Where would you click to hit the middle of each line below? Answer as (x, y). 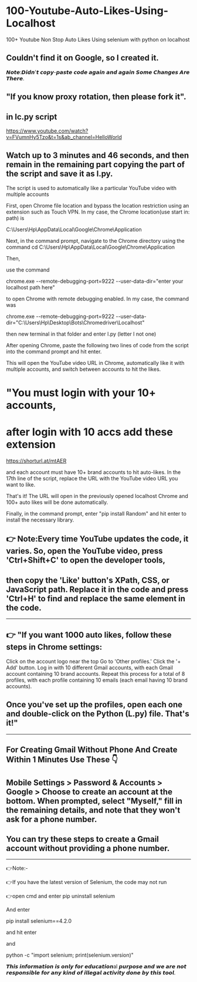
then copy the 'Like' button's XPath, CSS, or (88, 580)
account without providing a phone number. (88, 848)
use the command (28, 270)
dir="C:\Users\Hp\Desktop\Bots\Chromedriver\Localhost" (75, 322)
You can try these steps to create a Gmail (83, 839)
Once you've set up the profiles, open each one (94, 705)
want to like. (21, 485)
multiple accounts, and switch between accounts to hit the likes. (84, 369)
